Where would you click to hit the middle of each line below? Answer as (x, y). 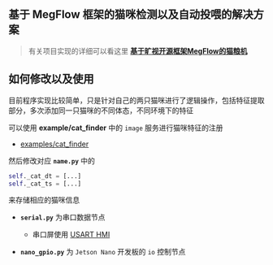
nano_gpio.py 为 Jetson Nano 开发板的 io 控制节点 (103, 252)
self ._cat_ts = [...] (45, 184)
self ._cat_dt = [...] (45, 176)
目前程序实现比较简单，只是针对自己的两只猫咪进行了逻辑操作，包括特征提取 (136, 100)
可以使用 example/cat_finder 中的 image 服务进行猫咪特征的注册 (116, 128)
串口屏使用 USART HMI (71, 235)
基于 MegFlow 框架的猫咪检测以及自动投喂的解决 (131, 15)
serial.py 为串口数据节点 (63, 217)
